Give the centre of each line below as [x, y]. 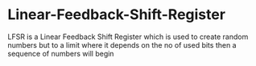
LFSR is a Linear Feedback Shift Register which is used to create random [128, 37]
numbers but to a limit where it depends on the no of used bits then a [122, 45]
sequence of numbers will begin [61, 53]
